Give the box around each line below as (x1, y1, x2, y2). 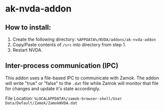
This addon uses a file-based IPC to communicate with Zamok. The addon (5, 75, 159, 81)
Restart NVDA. (12, 47, 43, 53)
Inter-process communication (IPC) (5, 61, 119, 70)
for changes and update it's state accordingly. (5, 85, 101, 91)
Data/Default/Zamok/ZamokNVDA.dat (5, 100, 78, 105)
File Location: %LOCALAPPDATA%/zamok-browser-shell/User (5, 95, 122, 101)
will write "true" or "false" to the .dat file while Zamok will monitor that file (5, 80, 158, 86)
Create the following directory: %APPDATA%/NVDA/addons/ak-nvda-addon (12, 36, 156, 42)
